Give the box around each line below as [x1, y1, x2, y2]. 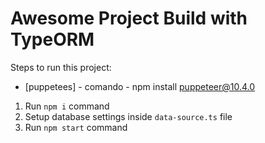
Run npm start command [24, 121, 128, 133]
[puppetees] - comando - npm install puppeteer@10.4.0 [24, 80, 256, 92]
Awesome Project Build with [10, 7, 248, 30]
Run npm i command [24, 100, 110, 112]
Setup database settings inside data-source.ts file [24, 110, 233, 122]
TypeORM [10, 28, 95, 51]
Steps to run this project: [10, 61, 112, 73]
